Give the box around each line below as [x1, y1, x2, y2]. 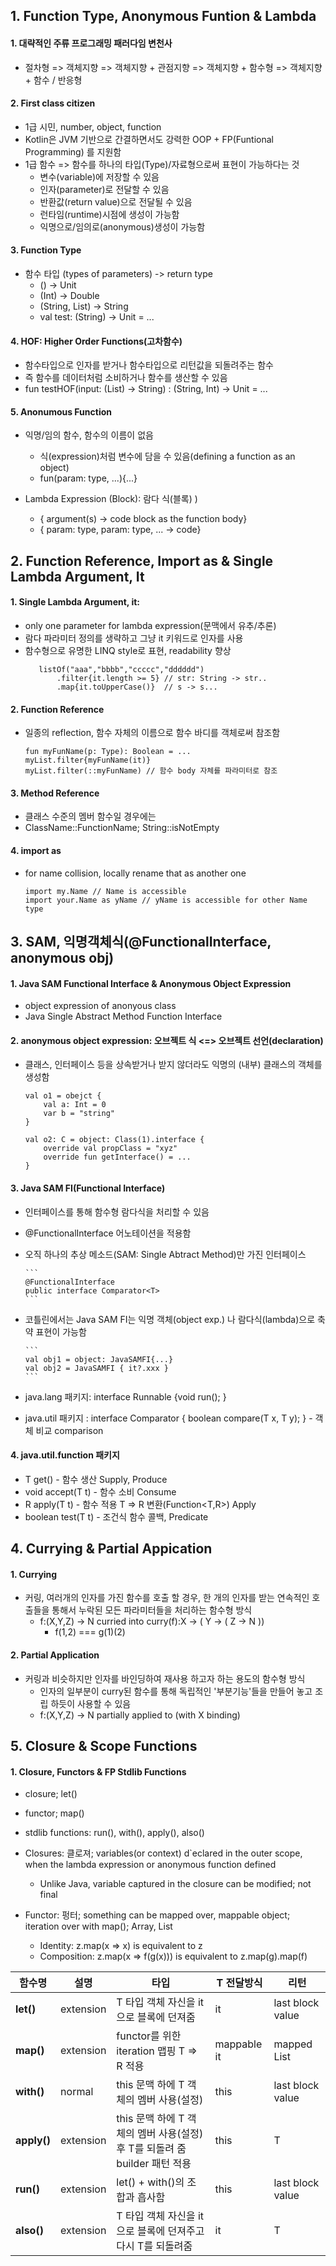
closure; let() [24, 1788, 78, 1800]
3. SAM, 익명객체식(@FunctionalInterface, [10, 934, 272, 950]
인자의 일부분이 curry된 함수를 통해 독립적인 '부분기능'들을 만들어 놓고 [39, 1685, 313, 1697]
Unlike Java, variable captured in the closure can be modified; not [39, 1878, 312, 1890]
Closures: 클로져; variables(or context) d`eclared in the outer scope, [24, 1847, 303, 1859]
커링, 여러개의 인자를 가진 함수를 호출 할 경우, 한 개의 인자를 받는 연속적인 [24, 1592, 310, 1604]
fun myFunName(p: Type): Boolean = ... [24, 747, 192, 757]
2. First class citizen [10, 97, 96, 109]
